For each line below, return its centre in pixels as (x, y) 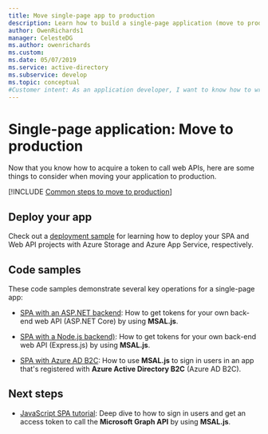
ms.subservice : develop (48, 75)
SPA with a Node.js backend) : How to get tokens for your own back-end (138, 336)
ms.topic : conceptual (44, 82)
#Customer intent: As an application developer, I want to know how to (130, 90)
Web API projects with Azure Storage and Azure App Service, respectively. (131, 244)
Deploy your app (50, 217)
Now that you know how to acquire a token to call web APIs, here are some (132, 168)
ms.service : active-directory (59, 68)
